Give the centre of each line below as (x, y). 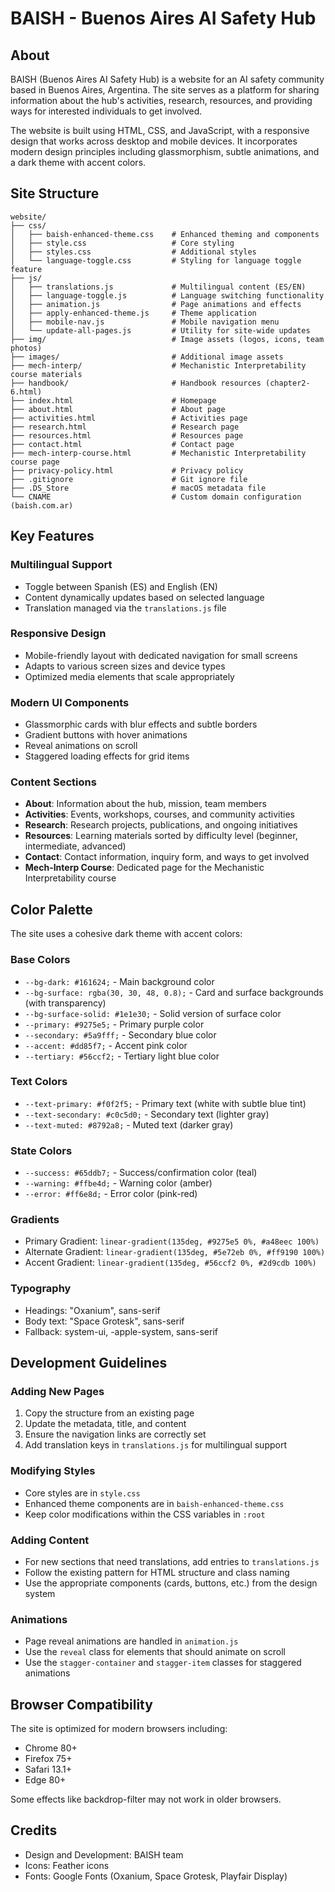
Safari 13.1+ (48, 1769)
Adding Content (50, 1540)
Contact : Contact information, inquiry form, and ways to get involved (167, 857)
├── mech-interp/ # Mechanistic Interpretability (158, 365)
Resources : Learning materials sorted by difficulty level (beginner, (161, 836)
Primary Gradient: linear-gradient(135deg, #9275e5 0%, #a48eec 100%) (172, 1241)
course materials (46, 374)
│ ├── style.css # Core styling (122, 243)
